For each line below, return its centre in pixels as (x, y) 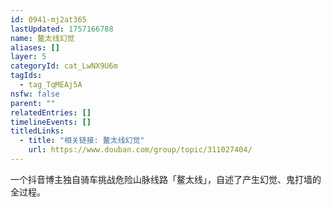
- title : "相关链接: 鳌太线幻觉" (82, 141)
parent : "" (33, 103)
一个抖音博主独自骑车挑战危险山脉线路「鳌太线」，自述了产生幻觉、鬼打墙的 (166, 179)
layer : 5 (28, 57)
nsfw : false (35, 94)
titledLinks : (37, 131)
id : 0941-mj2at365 (48, 19)
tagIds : (26, 76)
